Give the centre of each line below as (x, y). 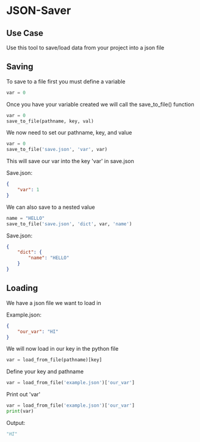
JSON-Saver (39, 11)
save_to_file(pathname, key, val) (50, 121)
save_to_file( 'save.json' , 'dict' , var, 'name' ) (69, 224)
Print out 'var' (23, 395)
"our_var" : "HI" (38, 331)
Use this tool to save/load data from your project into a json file (85, 47)
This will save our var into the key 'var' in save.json (70, 161)
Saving (20, 67)
